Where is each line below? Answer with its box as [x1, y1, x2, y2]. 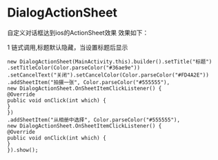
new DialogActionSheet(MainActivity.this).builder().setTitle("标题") [7, 58, 212, 65]
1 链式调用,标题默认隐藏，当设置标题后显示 [7, 43, 128, 51]
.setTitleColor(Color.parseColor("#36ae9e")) [7, 64, 140, 71]
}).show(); [7, 146, 39, 153]
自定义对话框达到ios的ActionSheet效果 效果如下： [7, 28, 149, 37]
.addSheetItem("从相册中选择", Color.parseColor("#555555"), [7, 116, 181, 123]
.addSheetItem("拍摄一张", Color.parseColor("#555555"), [7, 79, 170, 86]
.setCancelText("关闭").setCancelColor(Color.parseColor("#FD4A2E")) [7, 71, 209, 79]
